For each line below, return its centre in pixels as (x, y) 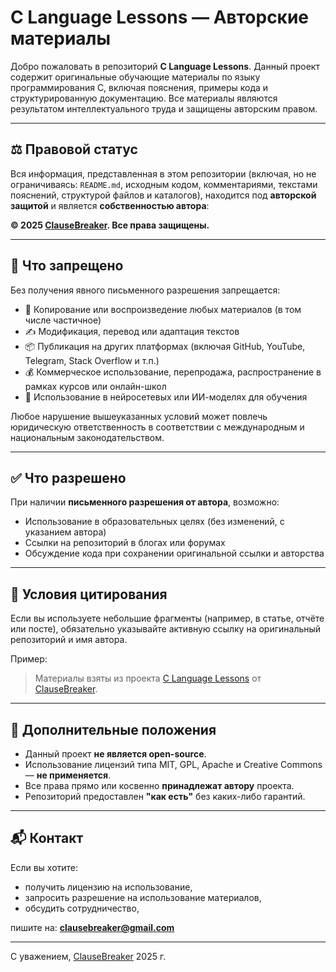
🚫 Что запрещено (67, 266)
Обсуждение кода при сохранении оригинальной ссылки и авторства (174, 553)
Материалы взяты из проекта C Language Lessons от (148, 678)
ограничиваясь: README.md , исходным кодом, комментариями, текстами (164, 184)
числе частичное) (63, 320)
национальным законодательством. (87, 437)
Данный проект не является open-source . (115, 754)
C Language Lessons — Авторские (160, 17)
